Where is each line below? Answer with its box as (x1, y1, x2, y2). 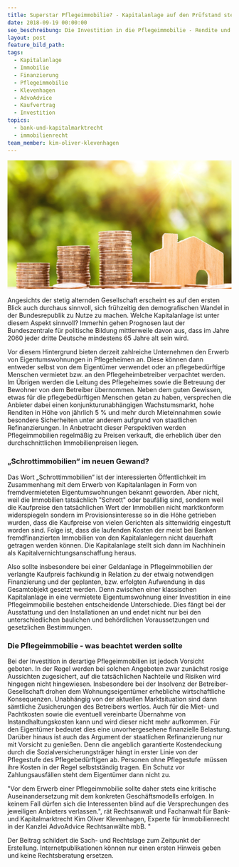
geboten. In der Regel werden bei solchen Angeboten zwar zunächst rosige (7, 665, 229, 673)
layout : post (7, 34, 46, 41)
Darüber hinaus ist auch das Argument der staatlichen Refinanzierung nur (7, 733, 223, 741)
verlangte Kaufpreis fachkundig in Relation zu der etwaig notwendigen (7, 570, 214, 578)
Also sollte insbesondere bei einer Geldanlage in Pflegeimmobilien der (7, 562, 213, 570)
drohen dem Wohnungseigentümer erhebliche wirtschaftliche (45, 687, 225, 695)
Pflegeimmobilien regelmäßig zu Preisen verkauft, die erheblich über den (7, 431, 222, 440)
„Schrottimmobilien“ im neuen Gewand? (7, 456, 149, 466)
